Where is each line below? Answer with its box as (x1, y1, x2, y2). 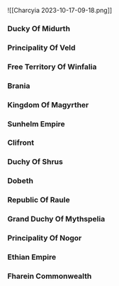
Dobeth (7, 176, 34, 186)
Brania (7, 81, 30, 91)
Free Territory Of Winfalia (7, 62, 97, 72)
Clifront (7, 138, 34, 148)
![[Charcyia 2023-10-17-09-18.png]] (7, 6, 113, 14)
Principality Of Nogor (7, 233, 82, 243)
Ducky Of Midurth (7, 23, 71, 33)
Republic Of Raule (7, 195, 70, 205)
